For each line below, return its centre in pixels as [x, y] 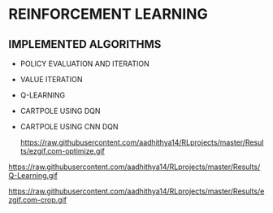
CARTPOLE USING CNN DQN [69, 126]
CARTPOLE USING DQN [60, 111]
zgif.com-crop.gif [38, 200]
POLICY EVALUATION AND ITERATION [85, 63]
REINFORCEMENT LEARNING [108, 14]
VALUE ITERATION [51, 79]
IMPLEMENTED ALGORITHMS [85, 44]
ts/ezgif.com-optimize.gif [63, 151]
